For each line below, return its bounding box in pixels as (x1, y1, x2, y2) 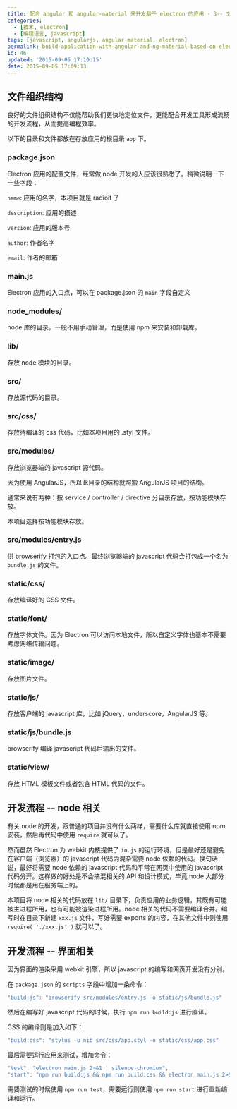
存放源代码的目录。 (7, 393, 63, 401)
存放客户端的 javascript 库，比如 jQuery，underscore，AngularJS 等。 (7, 710, 212, 717)
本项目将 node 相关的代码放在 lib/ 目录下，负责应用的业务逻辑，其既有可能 (7, 896, 227, 904)
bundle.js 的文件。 (7, 560, 63, 569)
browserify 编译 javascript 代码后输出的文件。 (7, 744, 140, 753)
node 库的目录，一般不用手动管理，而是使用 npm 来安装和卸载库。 (7, 323, 201, 332)
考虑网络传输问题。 (7, 639, 63, 648)
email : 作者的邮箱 (7, 253, 58, 262)
